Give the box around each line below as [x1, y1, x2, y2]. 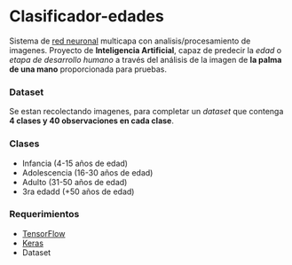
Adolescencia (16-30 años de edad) [21, 167, 154, 178]
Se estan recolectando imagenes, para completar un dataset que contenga [9, 106, 284, 117]
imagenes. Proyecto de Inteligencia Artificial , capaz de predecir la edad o [9, 44, 282, 55]
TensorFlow [21, 228, 66, 238]
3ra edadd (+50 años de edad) [21, 186, 135, 197]
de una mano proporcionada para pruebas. [9, 64, 167, 74]
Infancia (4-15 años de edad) [21, 158, 129, 168]
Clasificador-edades [9, 6, 164, 27]
